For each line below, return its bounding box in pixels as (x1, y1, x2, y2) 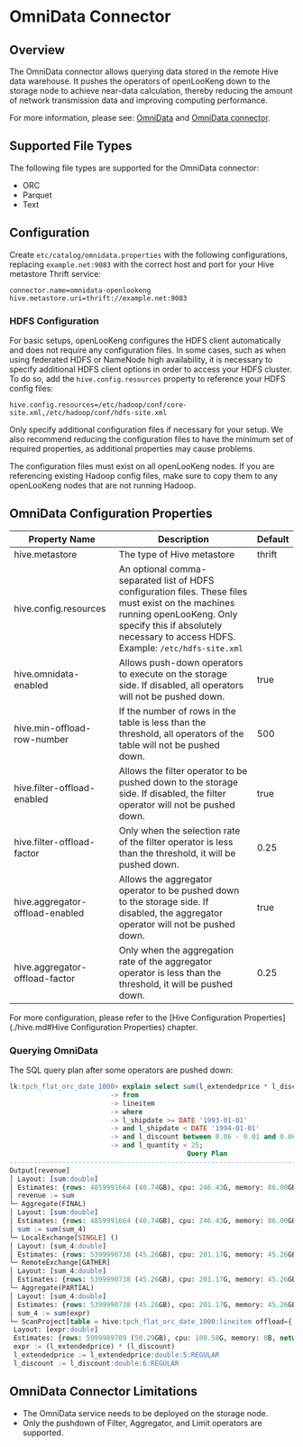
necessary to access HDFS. (118, 630, 236, 642)
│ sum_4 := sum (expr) (9, 1308, 91, 1318)
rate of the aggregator (118, 954, 213, 967)
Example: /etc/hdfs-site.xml (118, 641, 243, 654)
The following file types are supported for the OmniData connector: (9, 162, 260, 173)
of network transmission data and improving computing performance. (9, 95, 268, 106)
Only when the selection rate (118, 824, 241, 836)
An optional (118, 562, 168, 575)
